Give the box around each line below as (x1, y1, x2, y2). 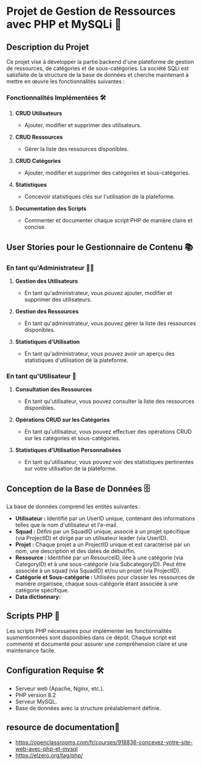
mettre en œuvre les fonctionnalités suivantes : (6, 78, 125, 85)
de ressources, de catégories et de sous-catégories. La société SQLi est (6, 65, 189, 72)
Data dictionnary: (15, 593, 61, 600)
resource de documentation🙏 (6, 722, 121, 732)
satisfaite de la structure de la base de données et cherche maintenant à (6, 71, 189, 78)
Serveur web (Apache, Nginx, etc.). (15, 685, 105, 692)
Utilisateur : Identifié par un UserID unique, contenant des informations (15, 515, 195, 522)
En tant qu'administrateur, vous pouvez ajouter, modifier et (24, 289, 173, 296)
